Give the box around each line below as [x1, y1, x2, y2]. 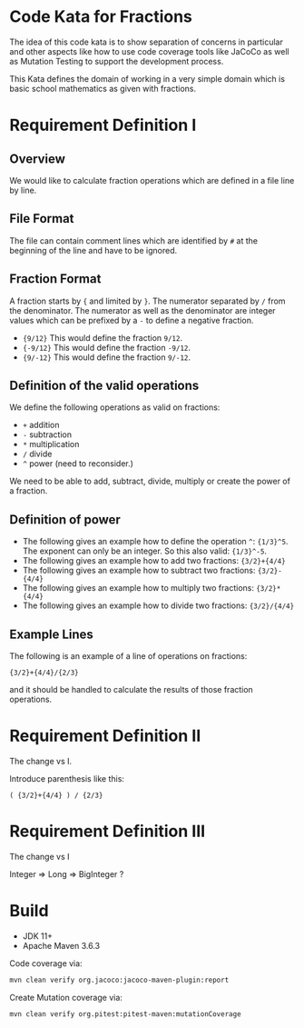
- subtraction [22, 429, 73, 440]
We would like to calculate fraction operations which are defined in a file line [9, 175, 295, 185]
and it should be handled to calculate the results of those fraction [9, 684, 254, 694]
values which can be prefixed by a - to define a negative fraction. [9, 314, 254, 325]
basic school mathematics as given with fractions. [9, 83, 197, 94]
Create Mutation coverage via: [9, 992, 123, 1003]
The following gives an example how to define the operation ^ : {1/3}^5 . [22, 536, 289, 547]
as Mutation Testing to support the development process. [9, 55, 224, 66]
